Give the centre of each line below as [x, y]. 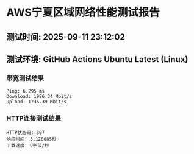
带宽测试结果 [25, 78]
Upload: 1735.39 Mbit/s [37, 102]
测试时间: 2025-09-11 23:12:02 [66, 37]
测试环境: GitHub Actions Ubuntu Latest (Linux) [97, 59]
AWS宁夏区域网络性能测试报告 [83, 12]
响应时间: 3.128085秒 [31, 139]
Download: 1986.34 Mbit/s [39, 97]
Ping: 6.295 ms [26, 91]
